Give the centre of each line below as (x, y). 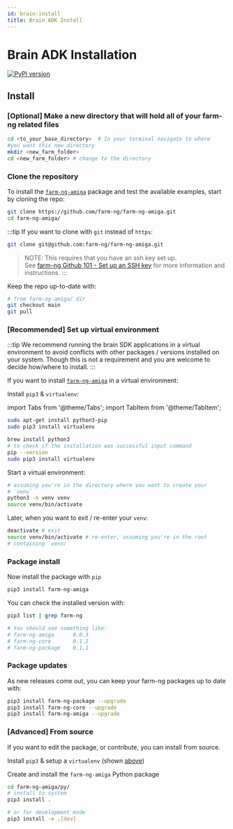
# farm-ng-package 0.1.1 (48, 648)
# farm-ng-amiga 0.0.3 (48, 635)
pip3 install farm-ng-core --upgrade (62, 708)
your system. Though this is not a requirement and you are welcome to (109, 359)
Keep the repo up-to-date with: (52, 286)
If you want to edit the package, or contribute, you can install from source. (114, 747)
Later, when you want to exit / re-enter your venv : (78, 518)
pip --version (28, 452)
